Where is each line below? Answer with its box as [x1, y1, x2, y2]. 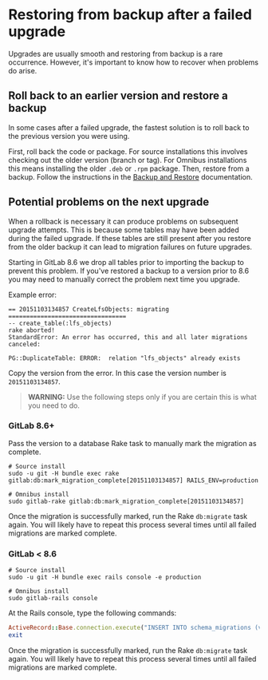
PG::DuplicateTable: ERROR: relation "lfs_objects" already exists [8, 354, 241, 362]
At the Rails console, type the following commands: [8, 608, 177, 618]
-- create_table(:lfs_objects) [8, 319, 112, 327]
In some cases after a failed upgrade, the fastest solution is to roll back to [8, 122, 250, 132]
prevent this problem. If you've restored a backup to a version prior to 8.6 [8, 266, 250, 275]
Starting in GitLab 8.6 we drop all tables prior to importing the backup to [8, 257, 245, 267]
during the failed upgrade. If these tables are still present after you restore [8, 233, 251, 243]
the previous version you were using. [8, 131, 130, 140]
